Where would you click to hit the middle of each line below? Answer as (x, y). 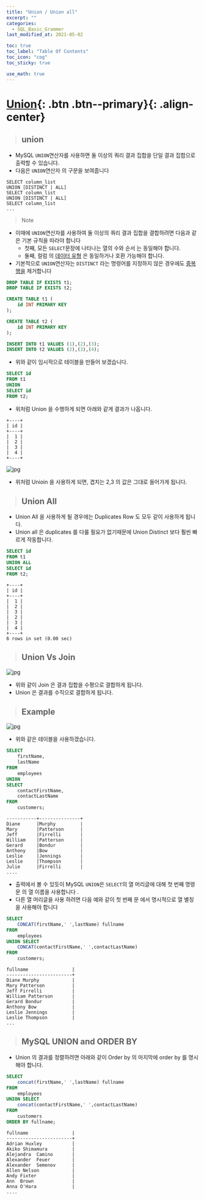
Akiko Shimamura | (41, 1149)
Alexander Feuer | (41, 1160)
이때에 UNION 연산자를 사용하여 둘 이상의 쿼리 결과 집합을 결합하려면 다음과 (103, 232)
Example (38, 712)
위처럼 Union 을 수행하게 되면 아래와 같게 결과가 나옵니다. (84, 409)
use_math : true (26, 74)
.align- (176, 104)
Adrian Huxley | (41, 1144)
